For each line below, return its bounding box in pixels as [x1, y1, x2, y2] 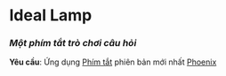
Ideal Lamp [9, 5, 93, 26]
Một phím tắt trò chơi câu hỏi [9, 37, 137, 49]
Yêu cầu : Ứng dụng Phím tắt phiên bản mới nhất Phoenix [9, 57, 217, 67]
